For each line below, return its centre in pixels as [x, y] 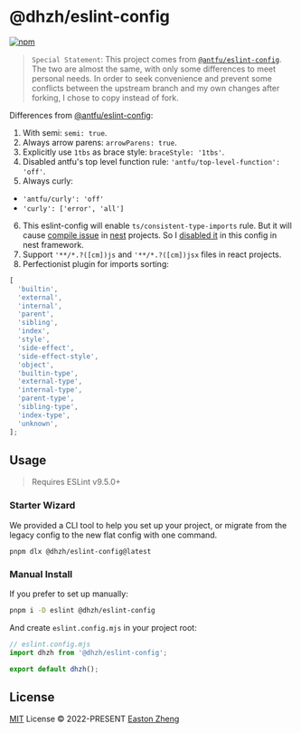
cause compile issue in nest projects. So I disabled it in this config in [150, 235]
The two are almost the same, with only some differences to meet [154, 69]
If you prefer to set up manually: [69, 594]
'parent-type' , [46, 399]
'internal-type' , [50, 390]
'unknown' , [38, 424]
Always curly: [48, 181]
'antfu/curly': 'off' [63, 199]
